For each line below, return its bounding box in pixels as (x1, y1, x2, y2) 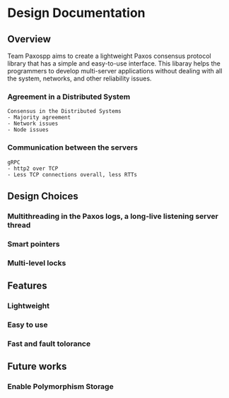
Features (7, 280, 47, 292)
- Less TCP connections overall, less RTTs (7, 171, 138, 178)
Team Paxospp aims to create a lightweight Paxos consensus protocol (7, 52, 211, 60)
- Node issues (7, 126, 49, 133)
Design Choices (7, 190, 79, 202)
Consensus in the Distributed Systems (7, 108, 122, 115)
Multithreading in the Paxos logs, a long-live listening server (7, 211, 219, 221)
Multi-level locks (7, 258, 66, 267)
